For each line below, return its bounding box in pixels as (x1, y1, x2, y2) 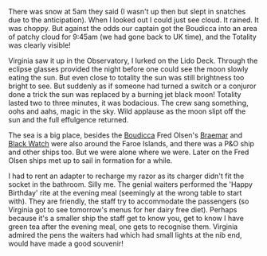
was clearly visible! (8, 41, 72, 50)
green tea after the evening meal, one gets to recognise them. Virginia (8, 222, 238, 231)
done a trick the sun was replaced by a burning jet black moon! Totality (8, 90, 241, 99)
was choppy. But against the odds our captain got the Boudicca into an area (8, 24, 257, 33)
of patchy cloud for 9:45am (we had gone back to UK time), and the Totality (8, 32, 257, 41)
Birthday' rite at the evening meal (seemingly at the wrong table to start (8, 188, 242, 197)
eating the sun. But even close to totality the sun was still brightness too (8, 73, 245, 82)
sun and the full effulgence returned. (8, 115, 129, 124)
